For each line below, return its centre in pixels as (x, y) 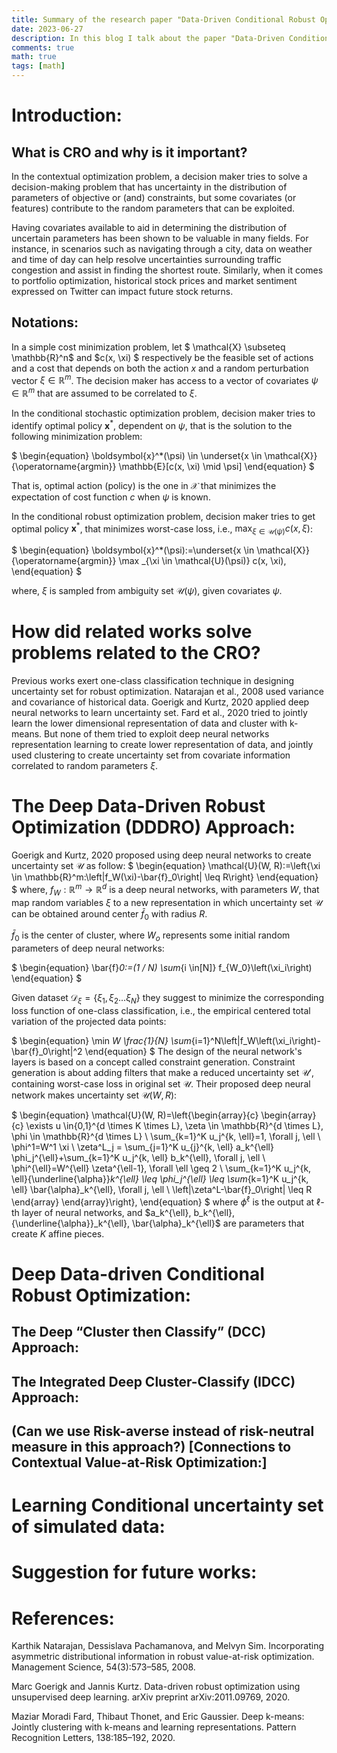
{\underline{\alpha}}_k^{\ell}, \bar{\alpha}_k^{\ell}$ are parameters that (158, 1223)
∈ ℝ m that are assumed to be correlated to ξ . (104, 393)
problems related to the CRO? (136, 653)
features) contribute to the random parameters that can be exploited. (153, 208)
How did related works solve (132, 632)
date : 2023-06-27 (47, 29)
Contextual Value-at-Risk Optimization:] (139, 1462)
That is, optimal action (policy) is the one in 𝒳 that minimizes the (144, 485)
